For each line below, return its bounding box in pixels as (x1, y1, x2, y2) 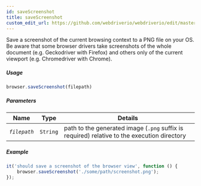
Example (6, 148, 29, 155)
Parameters (6, 97, 36, 104)
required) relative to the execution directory (63, 132, 187, 140)
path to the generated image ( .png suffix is (63, 124, 184, 132)
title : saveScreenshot (6, 14, 63, 20)
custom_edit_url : (6, 20, 50, 26)
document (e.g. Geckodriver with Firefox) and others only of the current (6, 49, 183, 56)
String (39, 129, 59, 135)
